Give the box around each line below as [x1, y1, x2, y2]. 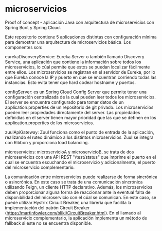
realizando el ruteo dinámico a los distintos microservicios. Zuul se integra [5, 134, 154, 140]
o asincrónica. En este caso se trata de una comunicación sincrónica [5, 179, 143, 185]
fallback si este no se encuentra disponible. [5, 220, 92, 226]
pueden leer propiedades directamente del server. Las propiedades [5, 109, 140, 115]
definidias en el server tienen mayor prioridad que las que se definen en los [5, 115, 157, 120]
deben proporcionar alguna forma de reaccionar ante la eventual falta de [5, 189, 151, 195]
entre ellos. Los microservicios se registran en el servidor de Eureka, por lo [5, 69, 156, 75]
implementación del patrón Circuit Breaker [5, 205, 90, 211]
